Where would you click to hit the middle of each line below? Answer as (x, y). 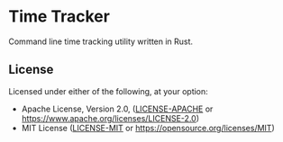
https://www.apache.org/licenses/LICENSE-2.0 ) (110, 118)
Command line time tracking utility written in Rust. (101, 41)
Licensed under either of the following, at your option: (108, 91)
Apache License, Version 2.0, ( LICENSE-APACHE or (117, 109)
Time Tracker (59, 17)
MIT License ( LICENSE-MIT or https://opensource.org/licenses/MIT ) (148, 128)
